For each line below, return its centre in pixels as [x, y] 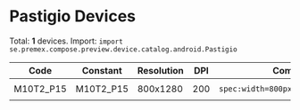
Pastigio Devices [73, 16]
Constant [102, 70]
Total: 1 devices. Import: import [66, 41]
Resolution [161, 70]
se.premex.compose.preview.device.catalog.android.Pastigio [124, 49]
